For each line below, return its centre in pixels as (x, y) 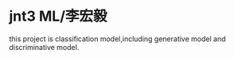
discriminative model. (44, 47)
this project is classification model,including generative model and (117, 39)
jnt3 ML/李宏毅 (58, 16)
